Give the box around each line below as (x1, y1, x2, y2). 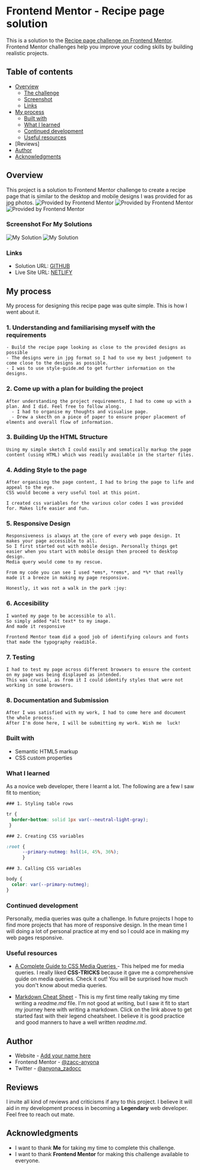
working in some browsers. (6, 682, 74, 689)
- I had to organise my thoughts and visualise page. (11, 409, 149, 415)
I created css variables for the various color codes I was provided (6, 500, 184, 506)
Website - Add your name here (14, 1052, 91, 1059)
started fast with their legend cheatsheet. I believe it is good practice (14, 1012, 184, 1020)
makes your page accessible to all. (6, 538, 98, 544)
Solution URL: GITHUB (14, 263, 70, 270)
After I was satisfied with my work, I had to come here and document (6, 710, 186, 716)
